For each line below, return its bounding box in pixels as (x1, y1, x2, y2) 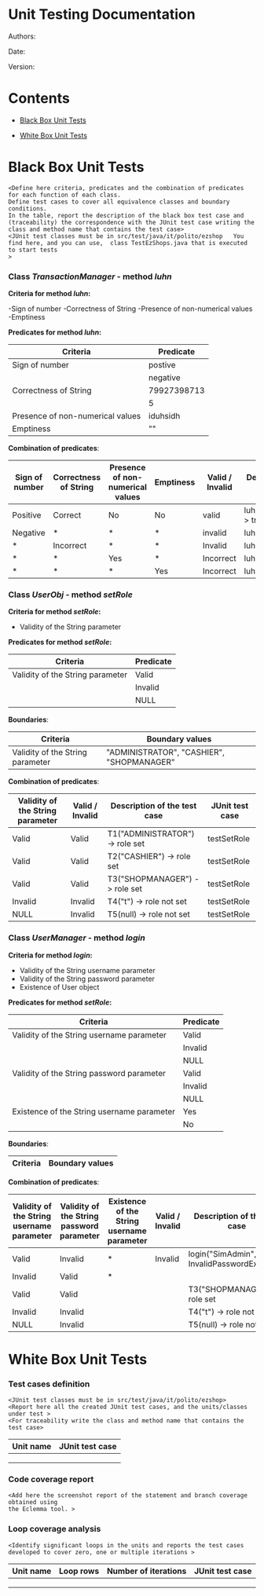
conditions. (8, 204, 47, 213)
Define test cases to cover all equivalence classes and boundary (8, 198, 230, 206)
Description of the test (110, 800, 197, 811)
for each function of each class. (8, 191, 122, 199)
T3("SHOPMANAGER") (107, 873, 192, 884)
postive (148, 360, 176, 371)
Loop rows (58, 1565, 100, 1576)
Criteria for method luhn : (8, 289, 91, 298)
